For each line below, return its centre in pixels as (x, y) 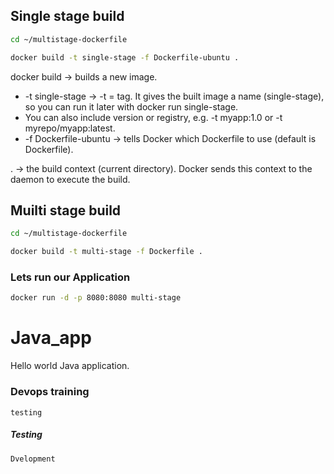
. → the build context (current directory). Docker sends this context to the (161, 168)
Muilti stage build (66, 210)
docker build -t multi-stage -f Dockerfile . (106, 252)
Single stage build (67, 16)
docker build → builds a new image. (84, 76)
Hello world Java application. (70, 366)
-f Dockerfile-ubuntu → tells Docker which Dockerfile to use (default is (170, 138)
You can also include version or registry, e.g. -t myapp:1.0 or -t (153, 117)
